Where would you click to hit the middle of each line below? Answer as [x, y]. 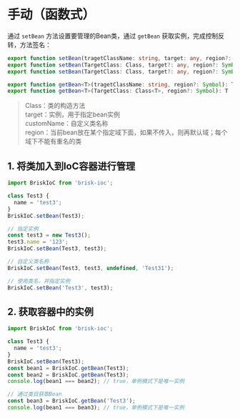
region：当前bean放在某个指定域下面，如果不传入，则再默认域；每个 [126, 132]
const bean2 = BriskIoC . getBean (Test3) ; [69, 375]
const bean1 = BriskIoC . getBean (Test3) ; [69, 368]
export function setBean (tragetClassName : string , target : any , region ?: [120, 58]
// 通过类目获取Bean [35, 394]
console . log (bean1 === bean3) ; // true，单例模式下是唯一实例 [96, 408]
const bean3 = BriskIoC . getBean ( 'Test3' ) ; [71, 401]
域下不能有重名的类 [53, 141]
